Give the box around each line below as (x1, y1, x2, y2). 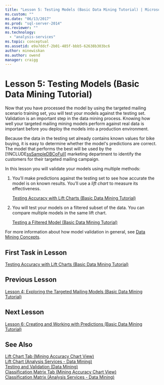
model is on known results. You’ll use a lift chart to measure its (12, 180, 138, 186)
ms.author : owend (5, 52, 41, 58)
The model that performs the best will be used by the (5, 146, 112, 152)
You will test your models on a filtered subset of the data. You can (12, 205, 145, 211)
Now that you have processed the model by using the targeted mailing (5, 105, 146, 111)
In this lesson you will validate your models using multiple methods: (5, 166, 141, 172)
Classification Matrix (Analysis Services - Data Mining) (5, 374, 115, 380)
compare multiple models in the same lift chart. (12, 210, 107, 216)
